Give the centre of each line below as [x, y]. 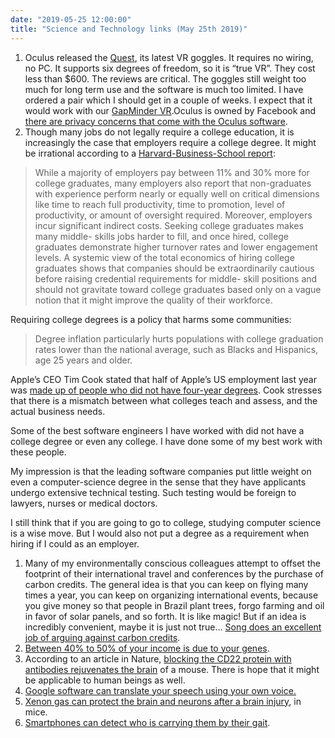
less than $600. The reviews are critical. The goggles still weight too [165, 78]
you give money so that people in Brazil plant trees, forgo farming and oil [174, 605]
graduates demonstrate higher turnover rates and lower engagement [176, 247]
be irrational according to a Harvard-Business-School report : [150, 153]
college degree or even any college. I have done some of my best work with [166, 441]
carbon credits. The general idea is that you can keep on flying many [166, 584]
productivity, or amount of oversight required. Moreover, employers [173, 215]
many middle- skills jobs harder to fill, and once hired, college [161, 236]
